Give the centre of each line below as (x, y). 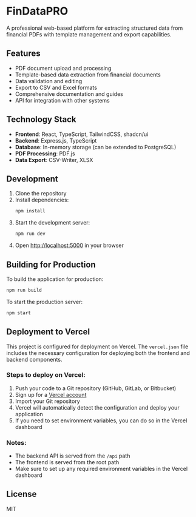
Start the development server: (52, 223)
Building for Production (51, 264)
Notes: (16, 442)
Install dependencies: (42, 200)
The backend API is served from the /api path (73, 456)
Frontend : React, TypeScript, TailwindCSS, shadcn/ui (82, 134)
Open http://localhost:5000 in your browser (69, 245)
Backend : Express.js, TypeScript (56, 140)
